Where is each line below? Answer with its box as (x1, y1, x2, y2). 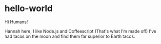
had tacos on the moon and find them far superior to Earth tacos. (4, 33, 135, 39)
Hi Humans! (4, 19, 28, 25)
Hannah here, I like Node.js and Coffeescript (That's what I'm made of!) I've (4, 28, 157, 34)
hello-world (4, 3, 53, 14)
